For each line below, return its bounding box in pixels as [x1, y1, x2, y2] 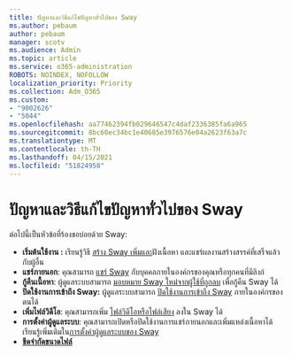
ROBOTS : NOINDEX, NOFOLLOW [9, 71, 109, 80]
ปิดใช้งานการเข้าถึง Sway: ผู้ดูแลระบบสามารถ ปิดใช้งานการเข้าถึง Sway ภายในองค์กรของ [21, 287, 283, 297]
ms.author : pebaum [9, 21, 77, 30]
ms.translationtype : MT [9, 136, 97, 145]
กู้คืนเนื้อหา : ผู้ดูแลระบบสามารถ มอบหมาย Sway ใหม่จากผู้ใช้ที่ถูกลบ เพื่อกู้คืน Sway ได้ [21, 276, 279, 288]
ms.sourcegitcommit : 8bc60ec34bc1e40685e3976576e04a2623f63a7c [9, 128, 248, 137]
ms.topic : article [9, 54, 77, 63]
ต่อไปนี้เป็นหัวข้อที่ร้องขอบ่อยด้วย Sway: [9, 229, 128, 240]
